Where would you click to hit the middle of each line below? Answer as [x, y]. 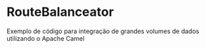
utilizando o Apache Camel [46, 38]
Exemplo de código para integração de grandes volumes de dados [103, 31]
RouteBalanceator [60, 12]
